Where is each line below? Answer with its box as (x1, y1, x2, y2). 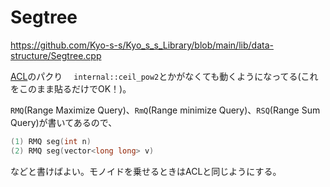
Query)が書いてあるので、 (10, 116, 118, 128)
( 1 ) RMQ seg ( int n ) (10, 136, 92, 146)
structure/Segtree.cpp (10, 49, 102, 61)
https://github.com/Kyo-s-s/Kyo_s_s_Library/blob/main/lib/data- (10, 39, 274, 51)
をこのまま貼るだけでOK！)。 (10, 82, 132, 95)
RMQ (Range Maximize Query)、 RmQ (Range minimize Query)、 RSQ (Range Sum (10, 104, 321, 116)
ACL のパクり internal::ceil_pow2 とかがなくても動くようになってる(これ (10, 70, 319, 82)
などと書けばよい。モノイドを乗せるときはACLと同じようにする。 (10, 165, 282, 177)
